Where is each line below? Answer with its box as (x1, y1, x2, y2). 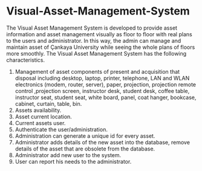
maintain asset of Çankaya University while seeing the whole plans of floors (6, 44, 195, 51)
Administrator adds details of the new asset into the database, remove (15, 138, 191, 146)
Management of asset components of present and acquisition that (15, 68, 180, 75)
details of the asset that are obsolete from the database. (15, 145, 155, 152)
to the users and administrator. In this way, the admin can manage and (6, 37, 181, 44)
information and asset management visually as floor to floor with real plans (6, 30, 192, 37)
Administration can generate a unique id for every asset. (15, 132, 155, 140)
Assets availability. (15, 106, 62, 114)
